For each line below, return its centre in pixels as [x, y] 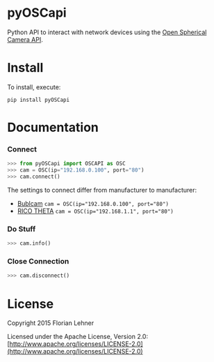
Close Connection [38, 262]
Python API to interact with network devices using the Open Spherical [107, 32]
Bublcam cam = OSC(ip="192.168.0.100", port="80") [93, 203]
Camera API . [25, 39]
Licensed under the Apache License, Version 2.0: [77, 337]
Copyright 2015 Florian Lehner [51, 323]
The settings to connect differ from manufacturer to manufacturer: [102, 190]
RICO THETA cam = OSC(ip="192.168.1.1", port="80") [95, 211]
